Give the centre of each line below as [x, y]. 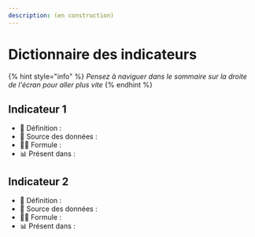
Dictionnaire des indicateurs [103, 54]
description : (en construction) [61, 15]
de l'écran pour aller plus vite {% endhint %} [81, 84]
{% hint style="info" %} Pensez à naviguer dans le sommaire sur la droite [128, 76]
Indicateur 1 [37, 109]
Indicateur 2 [39, 181]
